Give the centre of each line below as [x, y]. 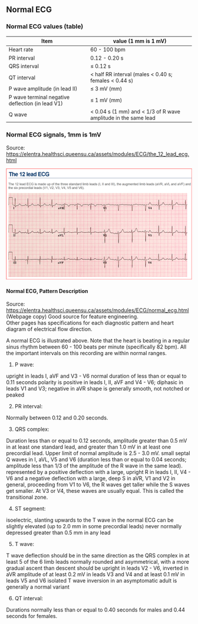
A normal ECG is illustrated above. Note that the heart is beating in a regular [98, 341]
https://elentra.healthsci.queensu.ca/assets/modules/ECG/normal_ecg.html [98, 310]
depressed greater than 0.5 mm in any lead [58, 533]
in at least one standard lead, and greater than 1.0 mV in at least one [89, 447]
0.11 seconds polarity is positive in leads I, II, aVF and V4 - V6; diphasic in [95, 382]
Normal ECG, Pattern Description [47, 291]
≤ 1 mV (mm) [106, 100]
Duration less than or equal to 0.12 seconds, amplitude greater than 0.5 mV [97, 441]
